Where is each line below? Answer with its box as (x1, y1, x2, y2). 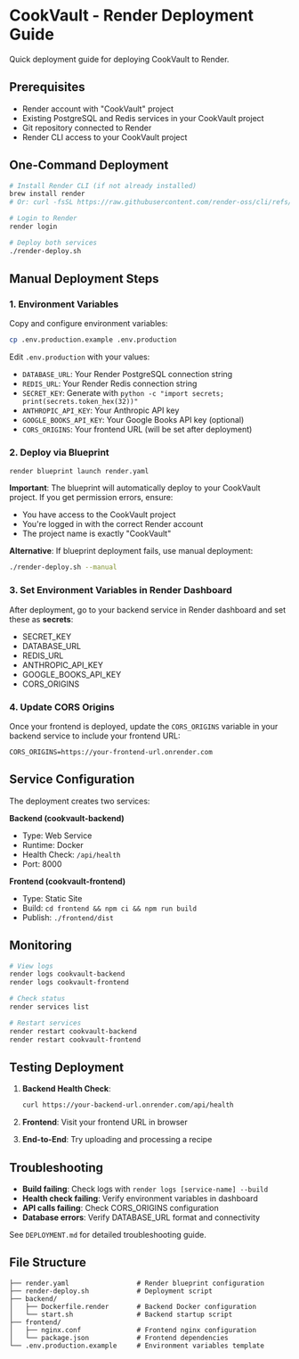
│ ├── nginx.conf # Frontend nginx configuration (9, 1325, 256, 1334)
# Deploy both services (9, 238, 98, 247)
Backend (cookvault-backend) (9, 812, 125, 823)
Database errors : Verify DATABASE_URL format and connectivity (21, 1212, 261, 1223)
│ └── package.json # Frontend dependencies (9, 1333, 229, 1342)
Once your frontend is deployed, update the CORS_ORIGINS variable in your (9, 721, 279, 731)
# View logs (9, 961, 53, 970)
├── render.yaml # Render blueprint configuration (9, 1279, 265, 1288)
